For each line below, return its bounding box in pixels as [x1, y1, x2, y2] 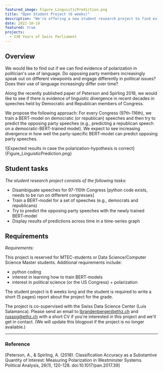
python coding [12, 269, 41, 275]
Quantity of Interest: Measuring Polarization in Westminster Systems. [5, 357, 143, 363]
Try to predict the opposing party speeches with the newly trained [12, 207, 145, 213]
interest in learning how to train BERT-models [12, 274, 103, 280]
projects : [5, 30, 25, 35]
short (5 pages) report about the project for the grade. [5, 294, 113, 300]
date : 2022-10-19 [5, 20, 40, 26]
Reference [5, 341, 30, 348]
